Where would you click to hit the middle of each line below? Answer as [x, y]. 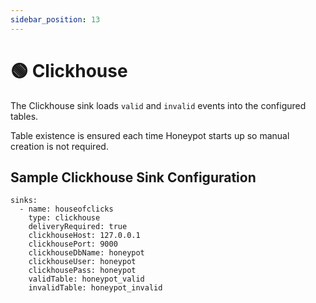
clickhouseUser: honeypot [82, 262]
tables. [24, 116]
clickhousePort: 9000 [73, 244]
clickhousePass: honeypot [82, 271]
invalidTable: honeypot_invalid [95, 288]
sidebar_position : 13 [55, 19]
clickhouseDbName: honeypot [86, 253]
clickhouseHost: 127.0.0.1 [84, 236]
